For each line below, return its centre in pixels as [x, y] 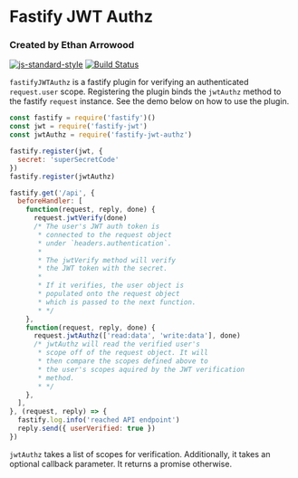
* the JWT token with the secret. [103, 269]
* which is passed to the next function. [117, 302]
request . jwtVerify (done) [80, 218]
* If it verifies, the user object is [111, 286]
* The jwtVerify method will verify [107, 260]
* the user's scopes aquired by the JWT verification [141, 369]
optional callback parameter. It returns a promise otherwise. [121, 464]
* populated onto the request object [109, 294]
